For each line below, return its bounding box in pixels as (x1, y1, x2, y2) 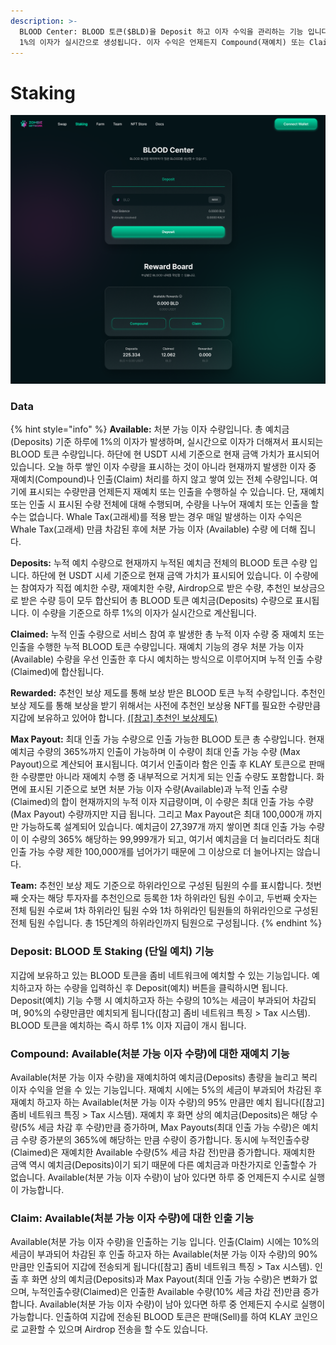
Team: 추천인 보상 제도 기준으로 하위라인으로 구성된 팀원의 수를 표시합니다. (10, 880, 304, 892)
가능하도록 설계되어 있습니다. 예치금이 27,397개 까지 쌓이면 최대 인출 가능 (20, 821, 307, 833)
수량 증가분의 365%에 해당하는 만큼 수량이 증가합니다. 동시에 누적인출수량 (20, 1133, 310, 1145)
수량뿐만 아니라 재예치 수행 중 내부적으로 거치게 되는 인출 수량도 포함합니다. (20, 771, 315, 783)
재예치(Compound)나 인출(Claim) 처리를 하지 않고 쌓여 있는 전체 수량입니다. (10, 473, 308, 485)
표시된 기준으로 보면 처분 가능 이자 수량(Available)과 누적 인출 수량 (28, 783, 288, 795)
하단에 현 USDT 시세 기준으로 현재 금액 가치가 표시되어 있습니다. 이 (31, 570, 293, 582)
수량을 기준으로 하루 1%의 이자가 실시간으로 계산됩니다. (41, 607, 257, 619)
